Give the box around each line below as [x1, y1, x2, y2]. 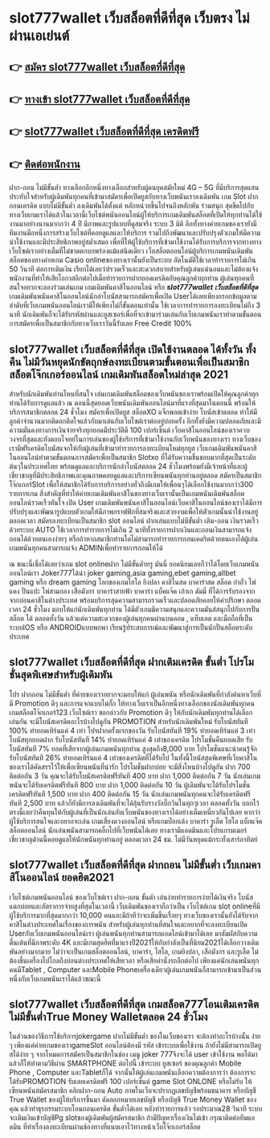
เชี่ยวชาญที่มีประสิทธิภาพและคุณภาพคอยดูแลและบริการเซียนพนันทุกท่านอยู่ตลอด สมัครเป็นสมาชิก [9, 470, 262, 480]
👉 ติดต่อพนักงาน [9, 157, 81, 171]
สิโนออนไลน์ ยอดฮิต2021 [9, 871, 115, 884]
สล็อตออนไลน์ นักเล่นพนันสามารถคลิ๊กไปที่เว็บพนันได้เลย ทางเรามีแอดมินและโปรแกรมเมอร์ [9, 825, 247, 834]
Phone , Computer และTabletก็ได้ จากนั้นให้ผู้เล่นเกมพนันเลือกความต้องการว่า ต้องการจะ [9, 1068, 256, 1078]
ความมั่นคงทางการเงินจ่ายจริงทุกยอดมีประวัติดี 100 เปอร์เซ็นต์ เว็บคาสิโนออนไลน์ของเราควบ [9, 424, 250, 435]
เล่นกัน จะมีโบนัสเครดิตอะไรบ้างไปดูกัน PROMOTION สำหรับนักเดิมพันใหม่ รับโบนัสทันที [9, 716, 248, 726]
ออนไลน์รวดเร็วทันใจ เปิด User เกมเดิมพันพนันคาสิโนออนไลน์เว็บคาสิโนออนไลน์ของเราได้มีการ [9, 497, 263, 507]
